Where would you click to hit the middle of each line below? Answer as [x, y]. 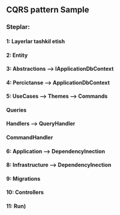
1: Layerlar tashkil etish [35, 41]
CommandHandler [30, 138]
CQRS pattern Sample [48, 10]
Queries [16, 110]
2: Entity [17, 55]
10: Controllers [25, 192]
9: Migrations [23, 178]
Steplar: [18, 27]
